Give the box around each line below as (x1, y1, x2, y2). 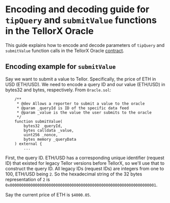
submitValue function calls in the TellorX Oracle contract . (5, 47, 125, 54)
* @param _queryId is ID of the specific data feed (16, 106, 129, 111)
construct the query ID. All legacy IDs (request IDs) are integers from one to (5, 165, 164, 171)
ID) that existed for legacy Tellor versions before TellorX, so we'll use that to (5, 160, 165, 166)
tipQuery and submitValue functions (5, 14, 157, 26)
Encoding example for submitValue (5, 62, 116, 71)
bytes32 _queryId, (23, 123, 63, 129)
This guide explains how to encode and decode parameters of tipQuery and (5, 42, 165, 48)
